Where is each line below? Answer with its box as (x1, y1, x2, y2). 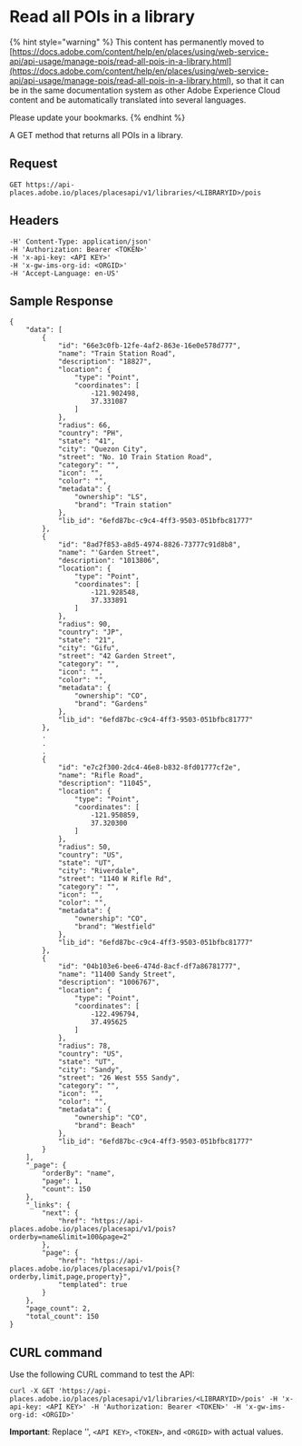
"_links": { (25, 1200, 71, 1210)
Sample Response (9, 293, 113, 308)
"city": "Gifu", (57, 644, 120, 653)
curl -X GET (9, 1387, 54, 1396)
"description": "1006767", (57, 978, 161, 988)
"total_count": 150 (25, 1312, 100, 1321)
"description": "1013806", (57, 557, 161, 566)
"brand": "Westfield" (73, 922, 156, 931)
